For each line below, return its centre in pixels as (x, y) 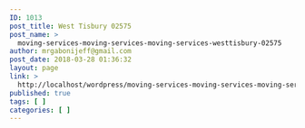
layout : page (34, 69)
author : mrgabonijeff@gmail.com (70, 51)
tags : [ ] (28, 101)
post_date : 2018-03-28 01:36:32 (70, 59)
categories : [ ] (40, 110)
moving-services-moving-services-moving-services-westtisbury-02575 (150, 43)
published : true (40, 93)
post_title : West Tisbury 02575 (70, 26)
